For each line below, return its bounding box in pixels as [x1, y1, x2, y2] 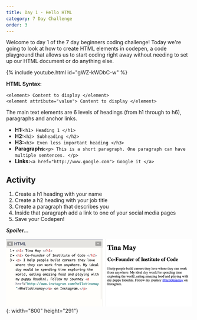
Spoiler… [6, 227, 29, 234]
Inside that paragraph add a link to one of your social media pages [14, 209, 176, 216]
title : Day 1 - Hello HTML [6, 9, 73, 15]
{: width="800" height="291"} [6, 307, 78, 314]
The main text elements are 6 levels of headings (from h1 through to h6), [6, 109, 182, 116]
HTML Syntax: [6, 80, 42, 88]
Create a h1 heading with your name [14, 190, 102, 197]
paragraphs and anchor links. [6, 115, 78, 122]
